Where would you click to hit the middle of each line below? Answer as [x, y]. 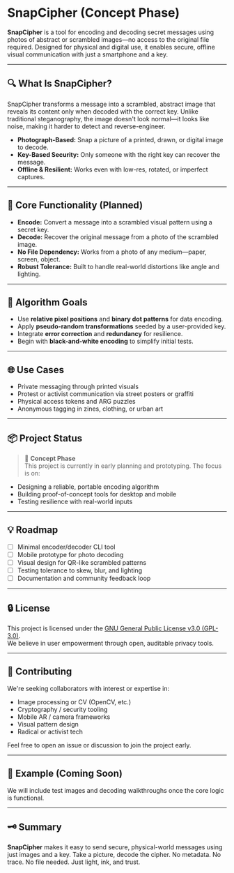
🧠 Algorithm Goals [48, 302]
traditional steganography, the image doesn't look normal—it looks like [108, 119]
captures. [31, 176]
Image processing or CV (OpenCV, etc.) [74, 701]
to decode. [33, 147]
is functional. [26, 798]
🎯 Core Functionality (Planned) [75, 205]
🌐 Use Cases [36, 370]
